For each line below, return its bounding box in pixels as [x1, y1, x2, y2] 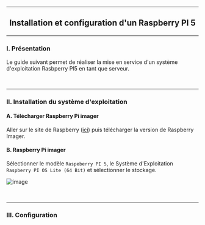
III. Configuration [6, 210, 58, 219]
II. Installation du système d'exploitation [6, 97, 128, 106]
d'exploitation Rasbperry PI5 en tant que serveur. [6, 64, 130, 72]
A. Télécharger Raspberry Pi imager [6, 112, 99, 120]
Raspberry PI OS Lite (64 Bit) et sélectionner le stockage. [6, 167, 157, 174]
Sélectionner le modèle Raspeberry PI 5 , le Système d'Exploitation [6, 160, 174, 167]
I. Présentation [6, 44, 51, 53]
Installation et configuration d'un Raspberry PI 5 [9, 18, 196, 28]
